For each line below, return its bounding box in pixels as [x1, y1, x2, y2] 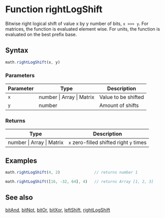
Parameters [5, 71, 35, 79]
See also [5, 193, 33, 202]
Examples [5, 156, 37, 165]
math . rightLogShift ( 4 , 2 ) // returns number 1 [5, 170, 138, 175]
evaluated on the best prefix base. [5, 31, 77, 37]
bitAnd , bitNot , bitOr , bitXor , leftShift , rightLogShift [5, 207, 111, 213]
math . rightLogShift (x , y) [5, 60, 60, 65]
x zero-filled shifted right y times [68, 139, 147, 146]
